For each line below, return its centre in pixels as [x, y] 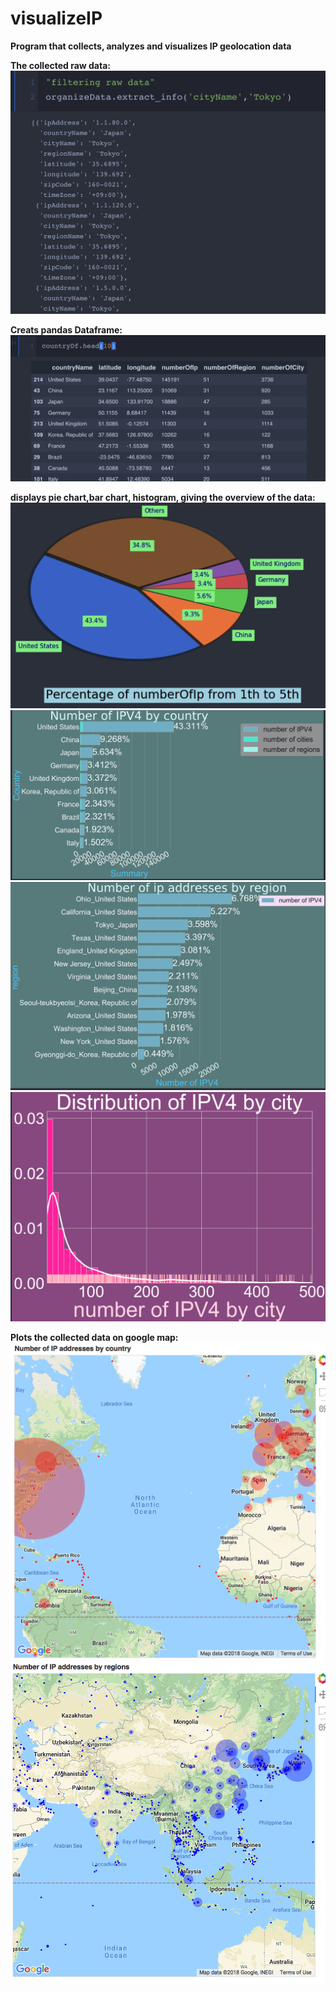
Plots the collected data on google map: [94, 1338]
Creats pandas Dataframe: [66, 329]
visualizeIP [56, 18]
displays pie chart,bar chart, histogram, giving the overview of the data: [163, 498]
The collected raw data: [60, 65]
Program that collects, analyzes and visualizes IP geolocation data [151, 46]
